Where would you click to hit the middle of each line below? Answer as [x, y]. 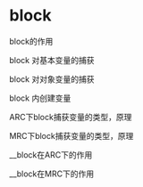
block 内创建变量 [40, 98]
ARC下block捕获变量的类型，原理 [71, 117]
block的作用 [31, 41]
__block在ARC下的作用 [51, 154]
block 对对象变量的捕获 [52, 79]
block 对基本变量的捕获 [52, 60]
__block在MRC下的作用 [52, 174]
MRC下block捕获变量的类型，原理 [71, 135]
